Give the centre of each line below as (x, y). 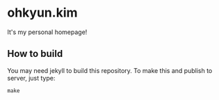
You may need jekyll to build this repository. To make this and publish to (110, 70)
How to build (35, 54)
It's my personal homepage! (47, 32)
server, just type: (31, 78)
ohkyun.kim (42, 13)
